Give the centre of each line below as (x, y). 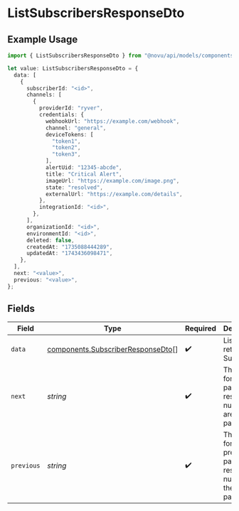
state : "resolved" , (74, 187)
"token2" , (67, 148)
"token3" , (67, 154)
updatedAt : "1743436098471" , (69, 254)
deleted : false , (50, 240)
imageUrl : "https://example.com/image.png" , (112, 181)
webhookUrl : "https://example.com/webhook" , (112, 121)
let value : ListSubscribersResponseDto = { (73, 68)
